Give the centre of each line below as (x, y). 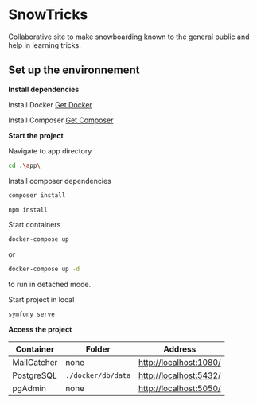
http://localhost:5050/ (179, 388)
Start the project (36, 135)
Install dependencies (44, 89)
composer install (37, 195)
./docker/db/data (98, 375)
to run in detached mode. (50, 285)
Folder (98, 349)
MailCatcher (35, 362)
